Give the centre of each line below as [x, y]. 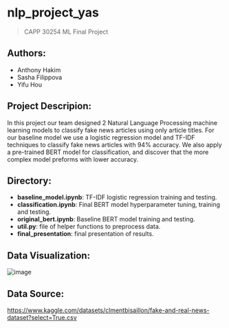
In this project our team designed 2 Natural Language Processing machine [112, 122]
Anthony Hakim [39, 69]
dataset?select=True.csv [42, 317]
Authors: [26, 53]
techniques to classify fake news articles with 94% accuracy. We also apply [115, 144]
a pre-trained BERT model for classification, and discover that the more [108, 152]
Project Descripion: [49, 106]
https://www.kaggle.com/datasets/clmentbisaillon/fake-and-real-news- [108, 310]
